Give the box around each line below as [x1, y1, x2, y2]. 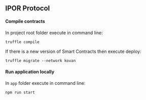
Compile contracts [5, 18, 46, 24]
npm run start [5, 90, 35, 95]
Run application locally [5, 69, 55, 75]
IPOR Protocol [5, 4, 50, 13]
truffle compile [5, 39, 40, 45]
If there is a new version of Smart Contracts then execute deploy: [5, 48, 141, 54]
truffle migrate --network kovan [5, 58, 76, 63]
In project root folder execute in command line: [5, 29, 103, 36]
